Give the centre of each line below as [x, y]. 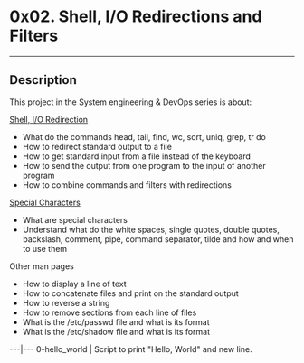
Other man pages [42, 266]
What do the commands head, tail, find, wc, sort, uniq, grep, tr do [144, 136]
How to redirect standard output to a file [97, 146]
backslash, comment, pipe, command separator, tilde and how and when [158, 239]
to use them [45, 248]
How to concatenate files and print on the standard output [131, 293]
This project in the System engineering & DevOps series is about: [131, 102]
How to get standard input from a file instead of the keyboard [137, 156]
